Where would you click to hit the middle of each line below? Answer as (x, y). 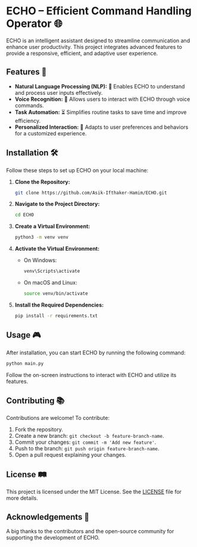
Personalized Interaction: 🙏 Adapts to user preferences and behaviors (101, 127)
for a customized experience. (51, 133)
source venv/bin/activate (56, 293)
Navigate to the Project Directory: (57, 204)
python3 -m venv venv (42, 237)
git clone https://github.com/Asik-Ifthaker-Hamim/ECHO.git (91, 193)
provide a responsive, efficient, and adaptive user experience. (82, 53)
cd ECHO (24, 215)
